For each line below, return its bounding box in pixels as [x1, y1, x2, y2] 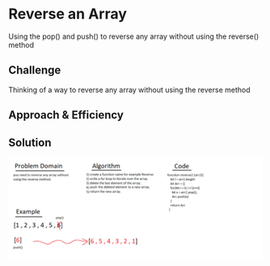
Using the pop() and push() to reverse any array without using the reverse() [8, 31, 259, 41]
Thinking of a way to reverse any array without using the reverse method [8, 85, 251, 94]
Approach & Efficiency [8, 108, 124, 122]
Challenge [8, 64, 61, 77]
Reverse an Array [8, 5, 128, 23]
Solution [8, 135, 52, 149]
